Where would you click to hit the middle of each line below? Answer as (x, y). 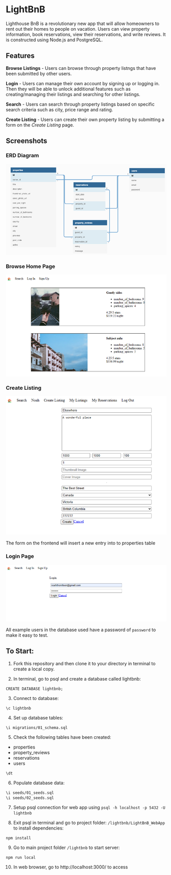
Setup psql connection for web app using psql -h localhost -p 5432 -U (89, 807)
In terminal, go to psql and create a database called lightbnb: (77, 679)
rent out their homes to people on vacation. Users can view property (78, 29)
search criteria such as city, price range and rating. (59, 109)
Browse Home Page (31, 266)
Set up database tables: (38, 717)
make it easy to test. (27, 635)
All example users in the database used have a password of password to (81, 630)
